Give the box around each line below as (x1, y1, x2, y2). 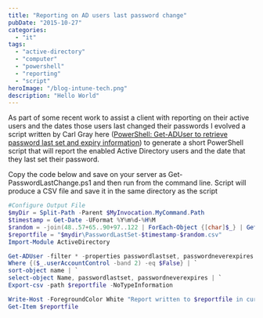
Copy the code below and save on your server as (8, 170, 167, 179)
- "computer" (15, 56, 58, 63)
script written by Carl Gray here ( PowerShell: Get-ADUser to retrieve (8, 130, 229, 139)
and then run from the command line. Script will (92, 178, 247, 188)
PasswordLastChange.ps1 (8, 178, 92, 188)
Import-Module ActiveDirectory (8, 238, 110, 246)
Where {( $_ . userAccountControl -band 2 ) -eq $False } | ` (8, 259, 198, 267)
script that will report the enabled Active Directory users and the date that (8, 146, 246, 156)
